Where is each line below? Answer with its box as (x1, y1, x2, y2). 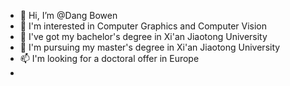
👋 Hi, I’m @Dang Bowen (19, 10, 118, 21)
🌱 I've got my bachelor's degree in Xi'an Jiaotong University (19, 31, 268, 42)
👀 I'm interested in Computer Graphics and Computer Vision (19, 20, 268, 32)
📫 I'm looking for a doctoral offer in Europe (19, 53, 200, 64)
